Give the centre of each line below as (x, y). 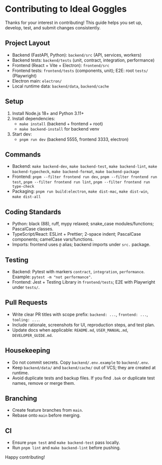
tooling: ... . (26, 319)
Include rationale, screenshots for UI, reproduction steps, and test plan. (83, 325)
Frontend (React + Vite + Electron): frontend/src (61, 65)
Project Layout (27, 43)
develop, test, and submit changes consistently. (53, 27)
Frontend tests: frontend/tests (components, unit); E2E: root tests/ (80, 70)
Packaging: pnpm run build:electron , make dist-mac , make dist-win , (80, 191)
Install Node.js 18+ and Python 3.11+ (48, 113)
